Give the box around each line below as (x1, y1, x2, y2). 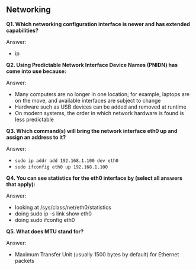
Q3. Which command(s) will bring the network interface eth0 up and (6, 127, 178, 134)
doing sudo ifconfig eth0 (14, 216, 75, 223)
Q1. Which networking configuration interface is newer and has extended (6, 20, 191, 27)
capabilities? (6, 27, 38, 34)
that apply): (6, 180, 36, 188)
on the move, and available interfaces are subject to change (14, 97, 161, 104)
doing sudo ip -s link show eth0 (14, 210, 92, 217)
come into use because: (6, 68, 67, 75)
